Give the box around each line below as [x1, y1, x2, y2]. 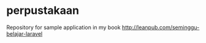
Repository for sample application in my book [6, 24, 121, 31]
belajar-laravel [6, 30, 43, 37]
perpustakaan [6, 4, 80, 18]
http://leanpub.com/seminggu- [121, 24, 200, 31]
